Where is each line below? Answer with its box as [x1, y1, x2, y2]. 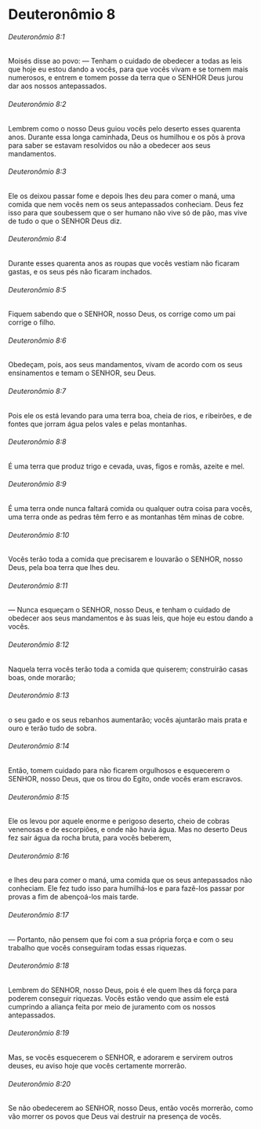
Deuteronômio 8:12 [8, 640, 69, 649]
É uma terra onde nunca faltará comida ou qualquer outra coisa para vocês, [8, 504, 252, 513]
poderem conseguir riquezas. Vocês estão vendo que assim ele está [8, 993, 230, 1003]
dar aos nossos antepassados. [8, 81, 107, 91]
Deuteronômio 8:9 [8, 480, 67, 489]
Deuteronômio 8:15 [8, 792, 69, 801]
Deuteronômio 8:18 [8, 961, 70, 970]
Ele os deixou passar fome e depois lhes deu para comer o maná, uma [8, 191, 235, 200]
